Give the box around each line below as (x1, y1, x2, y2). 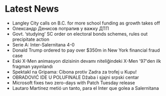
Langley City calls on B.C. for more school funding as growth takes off (12, 20, 160, 26)
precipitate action (12, 36, 50, 42)
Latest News (5, 3, 59, 15)
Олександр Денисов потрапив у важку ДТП (12, 25, 109, 31)
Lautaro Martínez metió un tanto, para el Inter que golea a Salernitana (12, 85, 159, 91)
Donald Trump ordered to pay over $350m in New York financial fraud (12, 47, 160, 53)
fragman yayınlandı (12, 63, 53, 69)
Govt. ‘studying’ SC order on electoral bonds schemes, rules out (12, 31, 148, 37)
